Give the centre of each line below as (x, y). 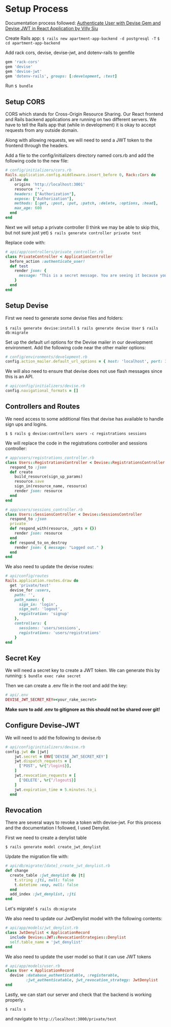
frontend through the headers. (37, 146)
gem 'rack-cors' (22, 62)
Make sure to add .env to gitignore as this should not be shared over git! (83, 709)
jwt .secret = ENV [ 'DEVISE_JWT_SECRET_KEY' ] (61, 757)
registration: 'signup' (44, 614)
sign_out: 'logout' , (40, 609)
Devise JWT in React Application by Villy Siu (52, 28)
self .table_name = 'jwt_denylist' (46, 942)
